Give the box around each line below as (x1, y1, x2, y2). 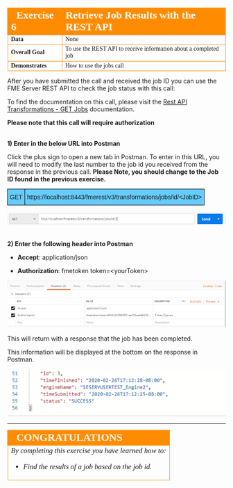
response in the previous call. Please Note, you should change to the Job (7, 168, 219, 176)
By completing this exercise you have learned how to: (10, 446, 166, 455)
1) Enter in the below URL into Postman (7, 140, 121, 147)
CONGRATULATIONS (16, 431, 123, 444)
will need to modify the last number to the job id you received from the (7, 161, 208, 168)
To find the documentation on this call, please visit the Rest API (7, 98, 187, 106)
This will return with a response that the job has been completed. (7, 334, 193, 343)
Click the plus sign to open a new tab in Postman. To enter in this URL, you (7, 153, 220, 161)
